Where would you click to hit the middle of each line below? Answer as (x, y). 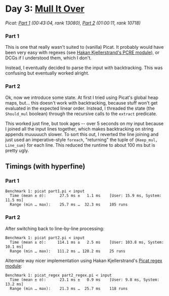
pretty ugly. (17, 150)
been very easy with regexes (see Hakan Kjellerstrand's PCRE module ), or (82, 53)
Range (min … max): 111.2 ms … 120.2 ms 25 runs (68, 251)
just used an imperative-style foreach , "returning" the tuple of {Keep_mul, (81, 140)
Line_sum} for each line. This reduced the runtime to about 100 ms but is (80, 145)
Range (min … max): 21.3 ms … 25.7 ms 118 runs (69, 288)
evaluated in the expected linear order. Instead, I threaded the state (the (80, 108)
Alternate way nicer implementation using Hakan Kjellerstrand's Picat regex (84, 260)
